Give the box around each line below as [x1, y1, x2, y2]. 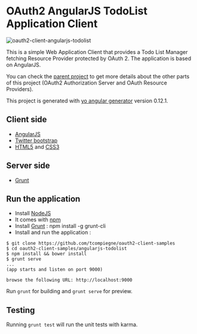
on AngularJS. [6, 61, 41, 68]
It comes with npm [14, 216, 61, 223]
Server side [6, 161, 50, 171]
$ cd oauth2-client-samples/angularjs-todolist [6, 246, 128, 252]
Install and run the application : [14, 229, 92, 236]
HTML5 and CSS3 [14, 143, 60, 151]
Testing [6, 305, 35, 315]
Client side [6, 115, 47, 125]
